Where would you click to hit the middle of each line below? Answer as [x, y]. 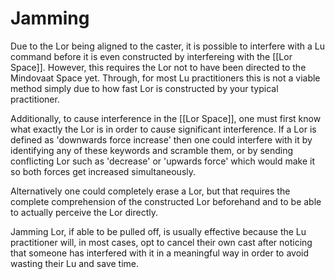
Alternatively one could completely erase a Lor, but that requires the [150, 191]
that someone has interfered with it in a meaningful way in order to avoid [160, 253]
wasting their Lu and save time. [75, 263]
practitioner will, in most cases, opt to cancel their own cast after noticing [161, 242]
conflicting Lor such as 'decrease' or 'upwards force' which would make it [163, 161]
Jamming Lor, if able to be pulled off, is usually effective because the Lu [158, 231]
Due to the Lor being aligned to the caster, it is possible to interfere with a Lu [167, 46]
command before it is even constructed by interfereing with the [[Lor [151, 56]
